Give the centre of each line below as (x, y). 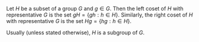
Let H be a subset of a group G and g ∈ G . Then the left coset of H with (95, 9)
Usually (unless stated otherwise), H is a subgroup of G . (75, 33)
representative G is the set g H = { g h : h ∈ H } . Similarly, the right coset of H (100, 15)
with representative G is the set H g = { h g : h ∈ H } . (69, 21)
